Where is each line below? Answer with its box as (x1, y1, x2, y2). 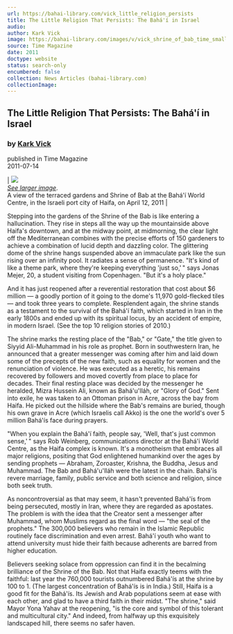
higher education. (7, 546, 58, 555)
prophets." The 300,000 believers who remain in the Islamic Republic (7, 524, 205, 533)
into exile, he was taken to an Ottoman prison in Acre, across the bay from (7, 393, 219, 402)
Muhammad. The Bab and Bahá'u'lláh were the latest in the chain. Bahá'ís (7, 466, 217, 475)
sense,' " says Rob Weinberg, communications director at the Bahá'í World (7, 437, 219, 445)
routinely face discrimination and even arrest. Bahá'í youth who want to (7, 531, 211, 539)
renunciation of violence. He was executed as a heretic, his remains (7, 364, 200, 373)
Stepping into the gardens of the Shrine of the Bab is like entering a (7, 211, 200, 220)
